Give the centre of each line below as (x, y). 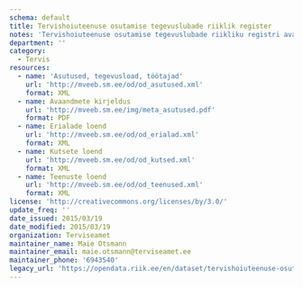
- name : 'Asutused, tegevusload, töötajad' (100, 76)
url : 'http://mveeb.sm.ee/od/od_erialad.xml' (113, 135)
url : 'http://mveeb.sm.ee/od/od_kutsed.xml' (110, 160)
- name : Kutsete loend (60, 151)
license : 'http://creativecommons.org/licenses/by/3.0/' (119, 202)
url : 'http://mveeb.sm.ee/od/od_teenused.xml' (115, 185)
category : (28, 51)
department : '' (38, 43)
